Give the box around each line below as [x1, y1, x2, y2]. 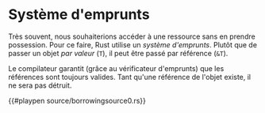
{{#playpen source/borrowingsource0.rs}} [8, 96, 147, 105]
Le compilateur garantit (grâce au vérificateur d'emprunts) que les [8, 63, 225, 73]
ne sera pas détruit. [8, 81, 72, 90]
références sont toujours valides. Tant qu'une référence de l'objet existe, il [8, 72, 252, 81]
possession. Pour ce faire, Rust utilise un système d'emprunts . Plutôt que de [8, 40, 258, 49]
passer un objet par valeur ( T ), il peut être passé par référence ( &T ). [8, 48, 229, 58]
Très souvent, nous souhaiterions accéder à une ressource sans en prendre [8, 32, 255, 41]
